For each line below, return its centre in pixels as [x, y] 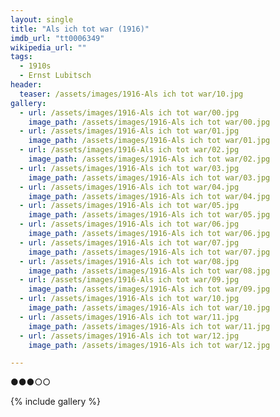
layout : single [42, 19]
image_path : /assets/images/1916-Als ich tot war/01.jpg [149, 141]
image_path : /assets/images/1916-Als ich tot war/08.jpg [149, 271]
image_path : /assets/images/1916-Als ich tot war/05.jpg [149, 215]
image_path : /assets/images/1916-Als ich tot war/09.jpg [149, 289]
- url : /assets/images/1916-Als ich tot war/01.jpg [129, 131]
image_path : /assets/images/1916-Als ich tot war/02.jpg [149, 159]
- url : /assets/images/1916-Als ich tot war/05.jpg [129, 206]
